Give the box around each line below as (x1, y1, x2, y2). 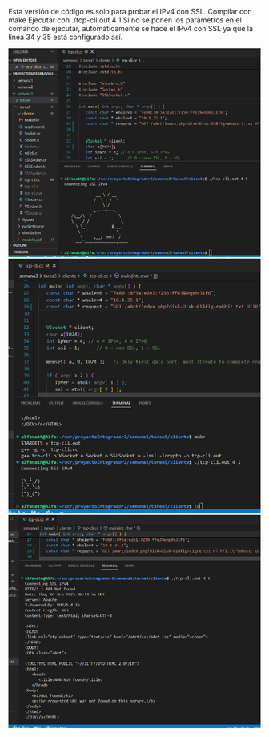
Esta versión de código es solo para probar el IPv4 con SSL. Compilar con (8, 7, 252, 16)
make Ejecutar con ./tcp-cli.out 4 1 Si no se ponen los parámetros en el (8, 15, 242, 25)
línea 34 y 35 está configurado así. (8, 32, 123, 42)
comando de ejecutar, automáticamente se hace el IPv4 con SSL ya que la (8, 24, 254, 33)
